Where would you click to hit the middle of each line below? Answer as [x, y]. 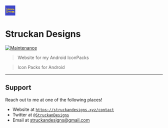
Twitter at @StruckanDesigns [41, 114]
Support [18, 88]
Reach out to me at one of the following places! [54, 99]
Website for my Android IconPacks [53, 57]
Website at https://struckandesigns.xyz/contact [63, 109]
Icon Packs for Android [41, 67]
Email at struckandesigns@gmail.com [51, 120]
